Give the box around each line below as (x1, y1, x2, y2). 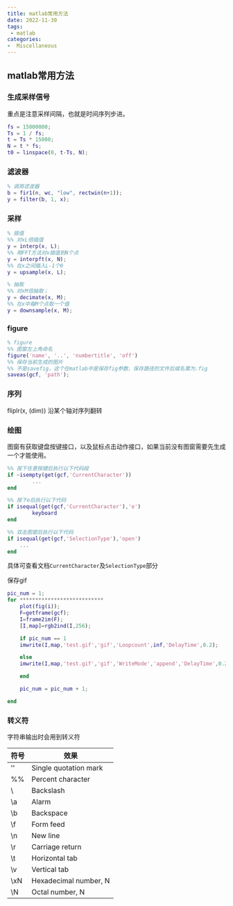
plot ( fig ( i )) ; (19, 603, 60, 610)
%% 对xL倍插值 (7, 237, 44, 244)
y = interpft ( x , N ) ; (7, 255, 67, 262)
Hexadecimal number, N (31, 876, 110, 886)
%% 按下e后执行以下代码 (7, 497, 67, 504)
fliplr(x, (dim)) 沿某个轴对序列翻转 (7, 406, 103, 414)
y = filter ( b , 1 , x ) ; (7, 196, 70, 203)
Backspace (31, 808, 68, 818)
